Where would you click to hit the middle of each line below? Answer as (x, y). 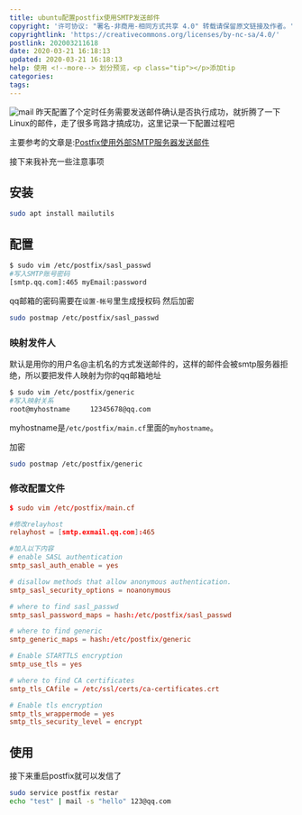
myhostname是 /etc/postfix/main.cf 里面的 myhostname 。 (114, 427)
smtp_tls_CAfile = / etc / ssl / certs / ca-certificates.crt (114, 689)
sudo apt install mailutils (62, 214)
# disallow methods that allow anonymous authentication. (120, 582)
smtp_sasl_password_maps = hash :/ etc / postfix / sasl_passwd (120, 615)
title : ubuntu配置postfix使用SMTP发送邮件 (85, 18)
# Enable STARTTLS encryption (66, 656)
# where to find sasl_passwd (64, 607)
